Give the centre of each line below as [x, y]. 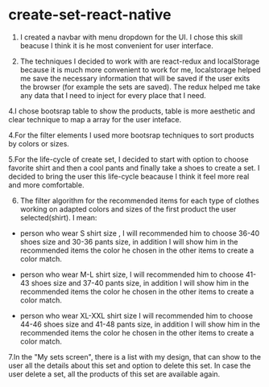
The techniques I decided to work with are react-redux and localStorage [140, 61]
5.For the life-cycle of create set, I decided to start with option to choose [128, 159]
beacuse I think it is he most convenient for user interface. [116, 45]
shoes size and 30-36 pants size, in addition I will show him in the [129, 241]
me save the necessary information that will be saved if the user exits [135, 78]
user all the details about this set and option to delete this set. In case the [130, 365]
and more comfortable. [46, 185]
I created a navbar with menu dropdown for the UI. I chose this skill [131, 37]
